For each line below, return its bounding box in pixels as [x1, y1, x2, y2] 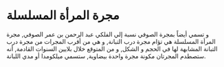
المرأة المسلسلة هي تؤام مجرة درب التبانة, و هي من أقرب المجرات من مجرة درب [6, 37, 216, 45]
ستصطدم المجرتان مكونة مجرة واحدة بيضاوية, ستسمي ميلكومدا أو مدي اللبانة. [6, 52, 207, 60]
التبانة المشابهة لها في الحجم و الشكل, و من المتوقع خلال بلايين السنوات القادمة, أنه [6, 44, 218, 53]
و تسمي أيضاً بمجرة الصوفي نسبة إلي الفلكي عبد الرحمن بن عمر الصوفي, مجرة [6, 30, 209, 38]
